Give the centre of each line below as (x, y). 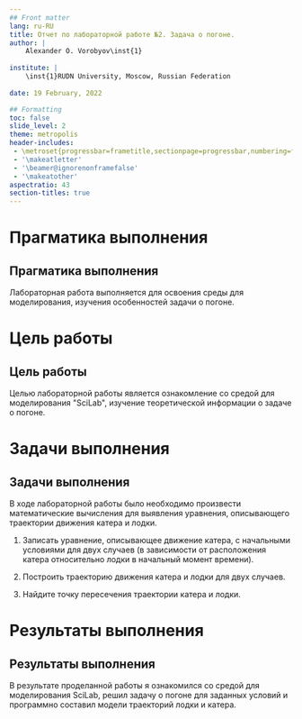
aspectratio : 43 (40, 185)
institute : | (34, 68)
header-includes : (42, 143)
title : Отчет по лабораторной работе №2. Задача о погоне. (122, 34)
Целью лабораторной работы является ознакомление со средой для (142, 394)
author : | (28, 43)
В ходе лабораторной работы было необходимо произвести (125, 504)
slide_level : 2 (38, 126)
